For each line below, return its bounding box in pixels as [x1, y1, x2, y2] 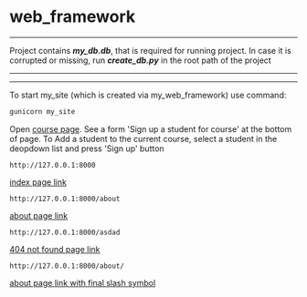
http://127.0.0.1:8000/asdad [9, 228, 121, 237]
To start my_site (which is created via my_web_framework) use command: [9, 89, 287, 100]
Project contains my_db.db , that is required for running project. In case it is [9, 45, 292, 56]
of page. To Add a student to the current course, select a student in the [9, 133, 278, 144]
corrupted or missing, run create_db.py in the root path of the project [9, 55, 271, 66]
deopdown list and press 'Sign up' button [9, 143, 164, 154]
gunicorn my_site [9, 107, 76, 116]
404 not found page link [9, 243, 101, 254]
